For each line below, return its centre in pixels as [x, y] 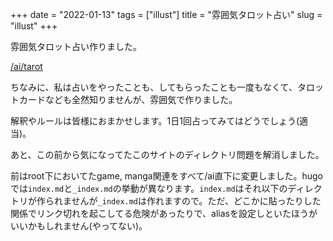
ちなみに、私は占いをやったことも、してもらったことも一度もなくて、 [154, 87]
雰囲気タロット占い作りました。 [76, 46]
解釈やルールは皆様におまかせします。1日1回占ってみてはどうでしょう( [155, 121]
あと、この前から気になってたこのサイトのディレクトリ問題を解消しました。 [167, 154]
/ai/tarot [26, 66]
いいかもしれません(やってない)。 [79, 226]
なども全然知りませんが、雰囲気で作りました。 [141, 99]
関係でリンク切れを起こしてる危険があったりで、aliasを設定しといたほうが [164, 213]
